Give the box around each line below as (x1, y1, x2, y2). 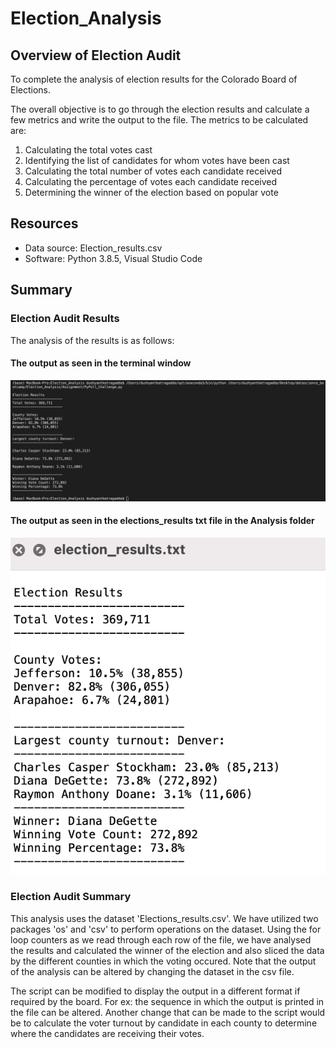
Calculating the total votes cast (24, 144, 153, 156)
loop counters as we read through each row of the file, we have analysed (10, 933, 312, 946)
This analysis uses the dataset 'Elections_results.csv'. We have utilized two (10, 912, 319, 924)
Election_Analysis (10, 7, 162, 30)
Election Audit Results (10, 312, 120, 326)
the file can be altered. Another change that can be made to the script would (10, 1006, 326, 1018)
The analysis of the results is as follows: (10, 334, 175, 346)
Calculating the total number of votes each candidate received (24, 165, 283, 177)
